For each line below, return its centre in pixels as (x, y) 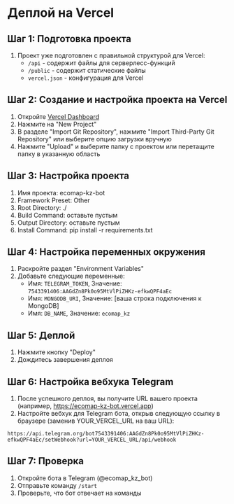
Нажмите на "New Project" (57, 124)
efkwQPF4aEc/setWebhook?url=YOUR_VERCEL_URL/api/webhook (92, 440)
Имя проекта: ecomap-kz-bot (61, 192)
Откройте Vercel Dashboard (58, 116)
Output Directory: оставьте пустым (68, 223)
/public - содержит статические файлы (87, 70)
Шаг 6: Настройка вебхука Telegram (90, 382)
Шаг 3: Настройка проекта (68, 176)
